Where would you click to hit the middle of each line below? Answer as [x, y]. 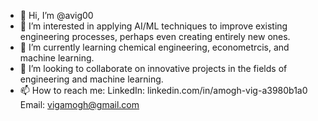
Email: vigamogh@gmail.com [79, 104]
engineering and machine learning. [91, 79]
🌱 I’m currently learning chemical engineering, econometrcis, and [154, 47]
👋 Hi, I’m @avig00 [56, 15]
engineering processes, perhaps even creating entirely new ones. [155, 36]
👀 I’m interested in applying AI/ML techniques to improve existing [153, 26]
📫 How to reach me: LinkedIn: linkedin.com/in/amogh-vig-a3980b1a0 [163, 90]
